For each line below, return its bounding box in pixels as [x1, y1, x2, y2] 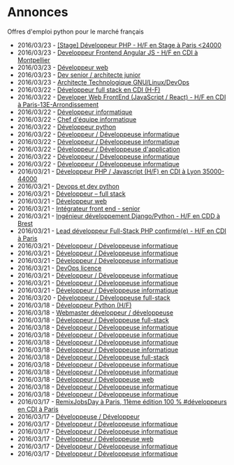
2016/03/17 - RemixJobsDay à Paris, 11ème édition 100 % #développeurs [17, 397, 227, 406]
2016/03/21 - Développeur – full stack [17, 189, 126, 198]
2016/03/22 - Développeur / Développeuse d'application [17, 145, 180, 153]
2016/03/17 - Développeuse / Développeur [17, 412, 140, 420]
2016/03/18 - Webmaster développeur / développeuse [17, 308, 173, 317]
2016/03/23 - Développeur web [17, 63, 108, 71]
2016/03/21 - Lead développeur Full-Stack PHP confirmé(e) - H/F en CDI [17, 227, 227, 235]
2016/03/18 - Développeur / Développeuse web [17, 375, 154, 383]
